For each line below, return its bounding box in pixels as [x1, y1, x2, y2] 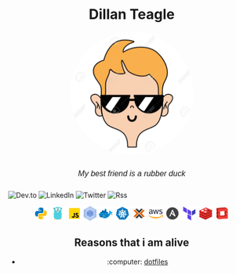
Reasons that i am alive [74, 236, 190, 250]
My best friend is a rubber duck [78, 168, 186, 178]
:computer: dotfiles [107, 257, 169, 266]
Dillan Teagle [89, 5, 175, 23]
